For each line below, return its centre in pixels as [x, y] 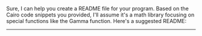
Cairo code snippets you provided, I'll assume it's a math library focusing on [100, 15]
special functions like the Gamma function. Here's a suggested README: [96, 21]
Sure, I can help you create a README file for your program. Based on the [98, 9]
